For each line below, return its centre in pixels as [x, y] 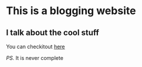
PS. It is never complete [35, 58]
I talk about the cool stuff [53, 33]
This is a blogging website [71, 11]
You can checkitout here [36, 46]
